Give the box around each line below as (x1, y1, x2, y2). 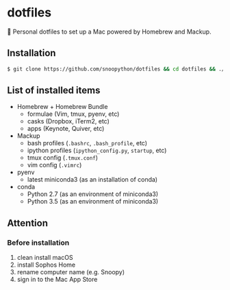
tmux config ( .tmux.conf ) (27, 154, 98, 162)
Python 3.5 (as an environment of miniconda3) (27, 197, 159, 206)
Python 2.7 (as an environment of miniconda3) (27, 190, 159, 198)
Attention (7, 217, 48, 229)
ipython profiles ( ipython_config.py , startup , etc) (27, 146, 167, 155)
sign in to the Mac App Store (16, 276, 98, 284)
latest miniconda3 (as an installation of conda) (27, 176, 158, 184)
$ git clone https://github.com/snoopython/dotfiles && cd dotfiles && (7, 65, 216, 73)
